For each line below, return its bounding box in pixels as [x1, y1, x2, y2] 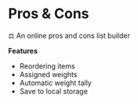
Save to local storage [19, 86, 89, 95]
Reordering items [19, 61, 76, 71]
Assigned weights [19, 69, 78, 79]
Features [8, 46, 38, 55]
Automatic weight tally [19, 78, 92, 87]
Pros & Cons [8, 5, 89, 23]
